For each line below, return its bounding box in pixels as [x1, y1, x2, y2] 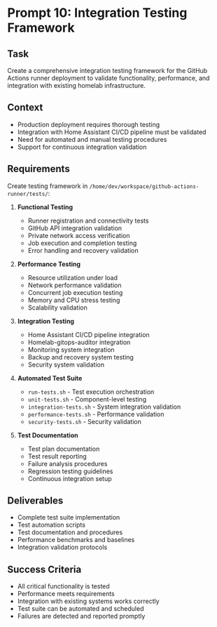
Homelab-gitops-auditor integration [27, 338, 131, 346]
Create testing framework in [7, 181, 88, 190]
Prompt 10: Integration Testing [7, 5, 188, 21]
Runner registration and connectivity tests [27, 216, 149, 225]
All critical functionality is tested [17, 582, 110, 590]
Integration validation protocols [17, 543, 108, 552]
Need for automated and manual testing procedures [17, 135, 167, 143]
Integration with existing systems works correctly [17, 597, 160, 605]
